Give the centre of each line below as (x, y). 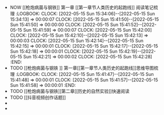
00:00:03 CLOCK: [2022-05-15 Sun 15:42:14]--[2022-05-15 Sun (77, 41)
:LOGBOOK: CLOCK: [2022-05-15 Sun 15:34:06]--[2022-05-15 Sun (85, 14)
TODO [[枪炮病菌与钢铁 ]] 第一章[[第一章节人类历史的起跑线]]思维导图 (82, 68)
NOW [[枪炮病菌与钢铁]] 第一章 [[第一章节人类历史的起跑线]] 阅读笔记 (82, 7)
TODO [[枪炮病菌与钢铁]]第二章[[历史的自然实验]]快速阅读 (70, 91)
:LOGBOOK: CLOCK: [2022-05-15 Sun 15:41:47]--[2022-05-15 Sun (85, 74)
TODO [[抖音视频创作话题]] (38, 97)
